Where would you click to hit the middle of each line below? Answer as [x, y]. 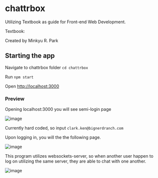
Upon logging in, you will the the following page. [53, 137]
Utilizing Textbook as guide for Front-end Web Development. [65, 22]
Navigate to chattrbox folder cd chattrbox [47, 67]
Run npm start [19, 77]
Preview [15, 99]
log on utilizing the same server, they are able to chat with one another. [76, 161]
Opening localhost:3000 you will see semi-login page [58, 109]
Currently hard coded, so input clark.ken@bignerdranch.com [64, 128]
